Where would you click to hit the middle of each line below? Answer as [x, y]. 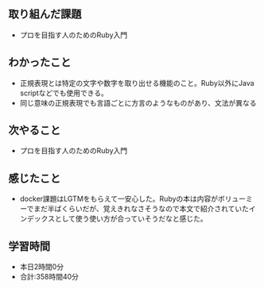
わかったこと [40, 62]
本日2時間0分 [42, 267]
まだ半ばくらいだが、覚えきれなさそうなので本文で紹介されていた [141, 209]
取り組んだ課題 [45, 14]
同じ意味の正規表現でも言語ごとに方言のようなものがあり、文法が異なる [138, 102]
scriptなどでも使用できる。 [64, 93]
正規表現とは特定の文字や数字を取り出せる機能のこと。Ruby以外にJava [137, 83]
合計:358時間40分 [49, 277]
